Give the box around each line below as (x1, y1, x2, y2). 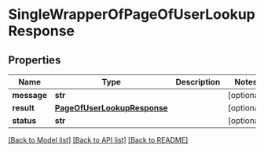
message (12, 90, 47, 100)
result (12, 103, 35, 113)
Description (175, 77, 221, 87)
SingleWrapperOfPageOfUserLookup (8, 5, 255, 24)
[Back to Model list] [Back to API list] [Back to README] (8, 136, 189, 144)
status (12, 115, 37, 126)
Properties (8, 53, 61, 67)
